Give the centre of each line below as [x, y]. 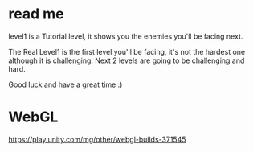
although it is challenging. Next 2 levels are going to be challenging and [126, 60]
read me [36, 14]
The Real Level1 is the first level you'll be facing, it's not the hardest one [127, 51]
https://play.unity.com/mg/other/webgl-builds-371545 [97, 139]
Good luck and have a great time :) [65, 84]
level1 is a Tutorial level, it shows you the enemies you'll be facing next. [126, 36]
